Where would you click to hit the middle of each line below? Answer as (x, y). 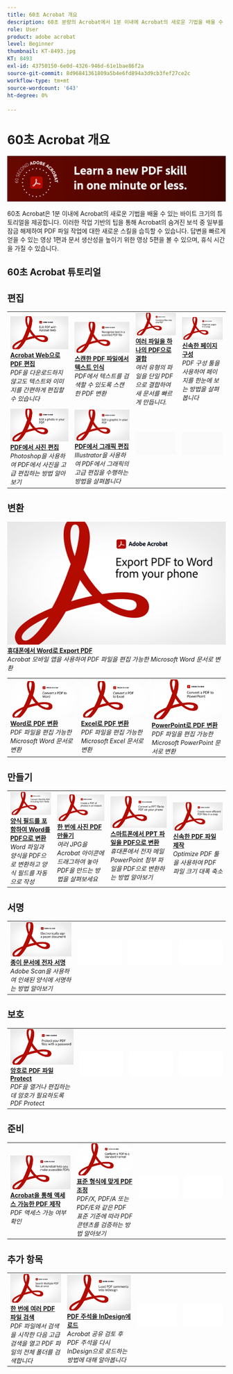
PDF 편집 (23, 363)
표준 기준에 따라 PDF (104, 1216)
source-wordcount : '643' (43, 88)
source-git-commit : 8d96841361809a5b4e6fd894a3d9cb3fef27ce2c (99, 73)
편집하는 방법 (35, 473)
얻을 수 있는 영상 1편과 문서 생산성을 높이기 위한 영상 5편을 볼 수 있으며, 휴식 (110, 239)
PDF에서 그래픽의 (106, 464)
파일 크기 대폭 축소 (198, 871)
